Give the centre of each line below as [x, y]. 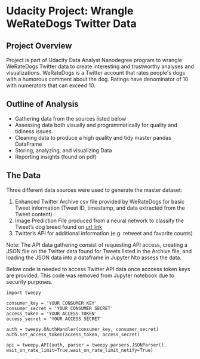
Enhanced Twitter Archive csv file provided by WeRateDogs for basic [100, 201]
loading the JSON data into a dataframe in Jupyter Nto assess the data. [94, 257]
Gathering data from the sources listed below [70, 118]
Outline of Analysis [42, 104]
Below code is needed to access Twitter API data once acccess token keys [98, 269]
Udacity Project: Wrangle [70, 11]
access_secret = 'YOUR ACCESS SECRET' [54, 319]
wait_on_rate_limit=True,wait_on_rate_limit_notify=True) [80, 350]
